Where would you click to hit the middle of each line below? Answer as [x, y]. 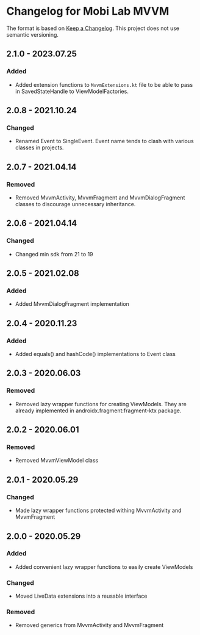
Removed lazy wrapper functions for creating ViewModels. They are [101, 404]
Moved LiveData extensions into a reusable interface [81, 596]
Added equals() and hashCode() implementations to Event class [95, 354]
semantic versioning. [33, 34]
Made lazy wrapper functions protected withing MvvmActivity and [98, 511]
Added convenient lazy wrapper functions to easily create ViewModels [104, 566]
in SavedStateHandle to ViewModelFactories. [72, 91]
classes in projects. [39, 147]
